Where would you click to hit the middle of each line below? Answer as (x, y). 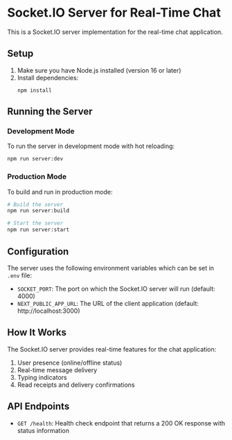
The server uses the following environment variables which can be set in (111, 268)
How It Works (37, 332)
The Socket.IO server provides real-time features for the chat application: (112, 349)
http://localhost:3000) (49, 311)
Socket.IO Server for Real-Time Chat (114, 13)
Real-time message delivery (57, 370)
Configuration (38, 251)
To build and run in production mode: (60, 192)
